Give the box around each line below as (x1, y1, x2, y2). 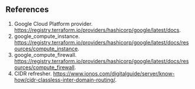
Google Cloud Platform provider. (14, 20, 93, 27)
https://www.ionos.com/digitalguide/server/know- (53, 70, 175, 77)
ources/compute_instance (14, 45, 78, 52)
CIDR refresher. (14, 70, 52, 77)
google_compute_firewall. (14, 51, 77, 58)
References (5, 5, 49, 15)
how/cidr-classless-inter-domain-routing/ (14, 76, 116, 83)
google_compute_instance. (14, 32, 80, 40)
